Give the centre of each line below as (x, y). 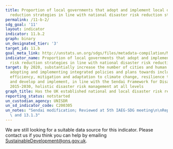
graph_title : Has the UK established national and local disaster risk (84, 91)
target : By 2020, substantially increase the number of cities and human (86, 67)
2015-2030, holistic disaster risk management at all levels (77, 86)
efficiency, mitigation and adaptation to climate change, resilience (87, 77)
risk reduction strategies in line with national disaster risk (80, 63)
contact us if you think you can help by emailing (56, 135)
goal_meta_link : (23, 53)
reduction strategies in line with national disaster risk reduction (86, 15)
